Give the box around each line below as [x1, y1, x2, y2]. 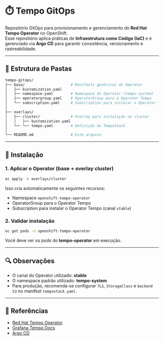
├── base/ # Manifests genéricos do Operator [5, 82, 143, 87]
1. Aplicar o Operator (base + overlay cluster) [5, 165, 114, 172]
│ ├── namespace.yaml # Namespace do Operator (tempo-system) [5, 91, 154, 96]
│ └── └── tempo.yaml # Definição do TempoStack [5, 123, 125, 128]
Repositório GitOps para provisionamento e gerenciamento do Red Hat [5, 25, 147, 31]
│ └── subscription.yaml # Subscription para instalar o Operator [5, 101, 156, 105]
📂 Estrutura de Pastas [5, 65, 72, 73]
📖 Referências [5, 307, 48, 315]
